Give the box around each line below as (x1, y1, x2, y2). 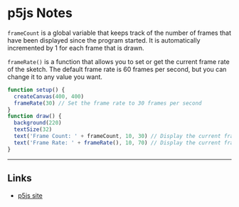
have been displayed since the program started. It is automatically (7, 36, 201, 44)
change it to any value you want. (7, 73, 103, 81)
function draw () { (7, 112, 62, 120)
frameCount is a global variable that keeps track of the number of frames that (7, 28, 231, 37)
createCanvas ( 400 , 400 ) (14, 92, 84, 100)
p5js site (17, 191, 43, 200)
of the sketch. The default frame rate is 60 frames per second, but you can (7, 65, 227, 73)
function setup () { (7, 86, 65, 93)
